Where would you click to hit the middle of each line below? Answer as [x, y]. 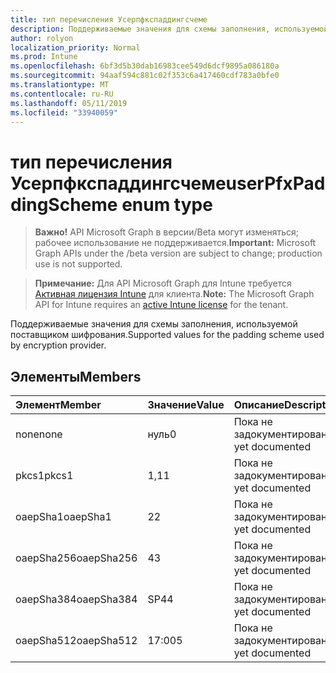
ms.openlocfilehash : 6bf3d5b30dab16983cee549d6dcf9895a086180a [145, 66]
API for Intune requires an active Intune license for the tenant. [161, 305]
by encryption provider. [58, 345]
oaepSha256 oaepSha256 [76, 558]
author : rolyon [42, 38]
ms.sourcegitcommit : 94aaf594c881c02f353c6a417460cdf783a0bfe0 [145, 76]
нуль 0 [162, 434]
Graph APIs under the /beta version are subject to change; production [178, 253]
